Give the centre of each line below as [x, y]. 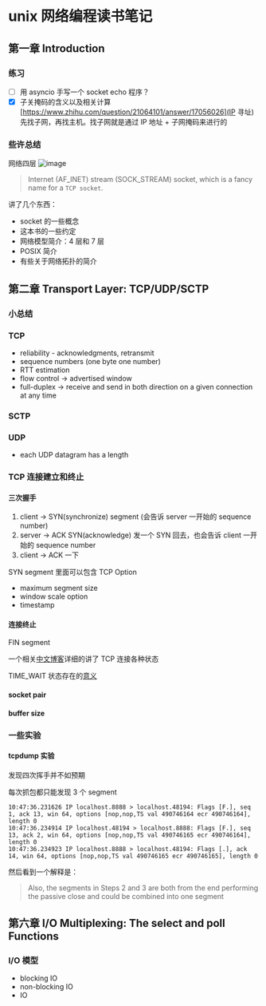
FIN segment [29, 643]
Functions [34, 936]
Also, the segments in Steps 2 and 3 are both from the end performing [143, 888]
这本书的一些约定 [48, 232]
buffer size [27, 713]
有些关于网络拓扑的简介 [58, 261]
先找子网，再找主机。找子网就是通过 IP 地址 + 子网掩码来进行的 [123, 122]
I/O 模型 [23, 960]
